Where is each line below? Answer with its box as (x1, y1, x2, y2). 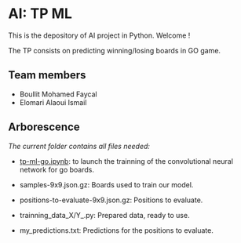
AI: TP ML (8, 5, 73, 23)
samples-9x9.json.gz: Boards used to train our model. (19, 180, 194, 189)
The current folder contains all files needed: (8, 141, 151, 151)
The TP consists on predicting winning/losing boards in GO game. (8, 45, 221, 55)
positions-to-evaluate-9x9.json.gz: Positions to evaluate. (19, 195, 203, 205)
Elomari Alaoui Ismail (19, 97, 87, 107)
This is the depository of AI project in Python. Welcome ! (8, 31, 191, 40)
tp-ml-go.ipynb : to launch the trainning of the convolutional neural (19, 156, 234, 165)
